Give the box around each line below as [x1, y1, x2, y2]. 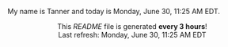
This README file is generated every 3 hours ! [57, 22, 207, 31]
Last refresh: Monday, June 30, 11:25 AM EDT [58, 31, 207, 39]
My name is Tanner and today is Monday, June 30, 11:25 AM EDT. [7, 7, 221, 16]
